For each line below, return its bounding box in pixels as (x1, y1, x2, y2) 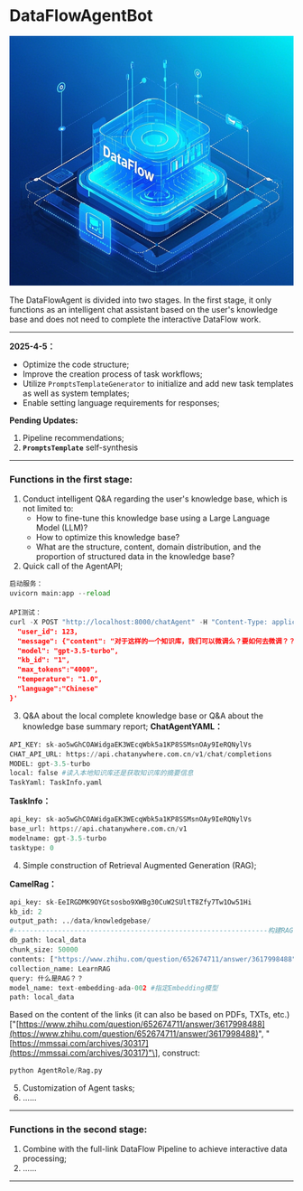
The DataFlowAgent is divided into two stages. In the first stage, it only (9, 295, 272, 305)
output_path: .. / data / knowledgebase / (9, 916, 151, 926)
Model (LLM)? (35, 522, 88, 533)
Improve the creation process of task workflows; (22, 369, 203, 380)
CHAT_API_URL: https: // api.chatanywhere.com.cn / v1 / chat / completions (9, 749, 272, 759)
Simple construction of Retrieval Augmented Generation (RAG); (22, 859, 257, 870)
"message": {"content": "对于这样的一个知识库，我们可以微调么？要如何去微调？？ (17, 636, 296, 646)
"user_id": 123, (17, 627, 78, 636)
